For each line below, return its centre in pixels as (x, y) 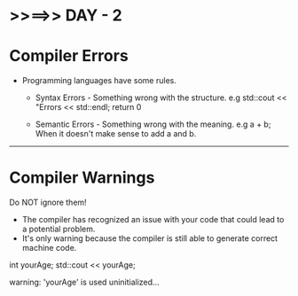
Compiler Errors (69, 56)
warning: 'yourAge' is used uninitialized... (84, 282)
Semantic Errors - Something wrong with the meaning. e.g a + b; (153, 124)
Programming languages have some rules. (99, 81)
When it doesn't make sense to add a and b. (116, 134)
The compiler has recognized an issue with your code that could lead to (153, 220)
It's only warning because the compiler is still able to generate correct (149, 238)
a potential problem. (59, 229)
